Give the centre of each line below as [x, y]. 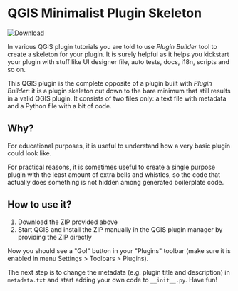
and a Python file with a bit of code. [59, 106]
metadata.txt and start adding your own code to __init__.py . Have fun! [112, 280]
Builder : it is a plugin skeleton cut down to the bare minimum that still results [119, 91]
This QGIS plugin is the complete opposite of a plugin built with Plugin [110, 83]
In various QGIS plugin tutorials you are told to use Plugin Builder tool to [112, 46]
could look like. [30, 153]
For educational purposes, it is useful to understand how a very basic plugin [119, 145]
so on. [17, 69]
